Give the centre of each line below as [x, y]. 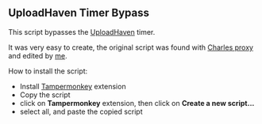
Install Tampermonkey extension [73, 86]
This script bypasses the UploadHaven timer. [82, 32]
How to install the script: [48, 71]
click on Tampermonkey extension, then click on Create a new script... [137, 103]
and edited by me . [38, 55]
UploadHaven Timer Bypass [79, 13]
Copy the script [45, 95]
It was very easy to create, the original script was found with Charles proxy [131, 47]
